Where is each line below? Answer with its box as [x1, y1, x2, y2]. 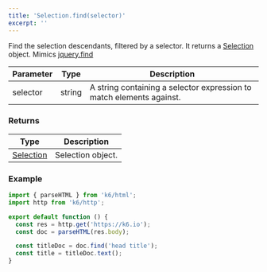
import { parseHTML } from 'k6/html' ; [8, 192, 137, 200]
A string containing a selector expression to [89, 81, 252, 92]
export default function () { [8, 212, 109, 221]
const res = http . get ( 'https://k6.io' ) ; [15, 220, 151, 228]
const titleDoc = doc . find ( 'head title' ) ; [15, 242, 158, 251]
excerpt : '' [8, 19, 48, 27]
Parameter [12, 68, 53, 80]
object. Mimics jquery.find [8, 49, 94, 59]
